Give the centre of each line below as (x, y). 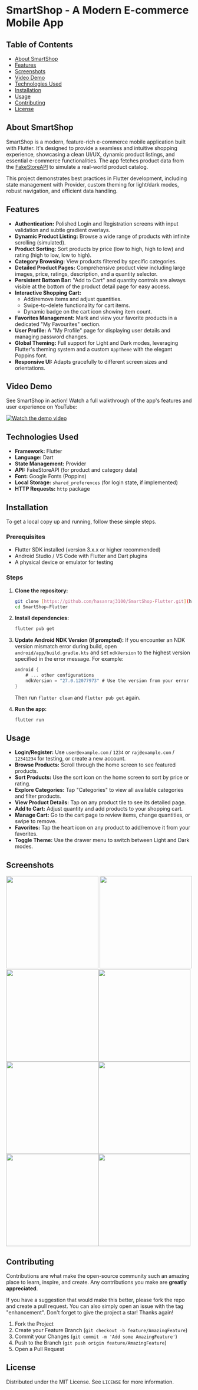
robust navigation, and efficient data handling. (62, 191)
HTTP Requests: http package (52, 489)
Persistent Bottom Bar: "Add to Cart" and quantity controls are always (100, 280)
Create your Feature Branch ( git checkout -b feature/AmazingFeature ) (101, 1330)
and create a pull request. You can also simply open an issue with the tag (95, 1306)
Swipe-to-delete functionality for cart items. (77, 305)
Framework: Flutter (38, 451)
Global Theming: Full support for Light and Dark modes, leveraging (96, 342)
